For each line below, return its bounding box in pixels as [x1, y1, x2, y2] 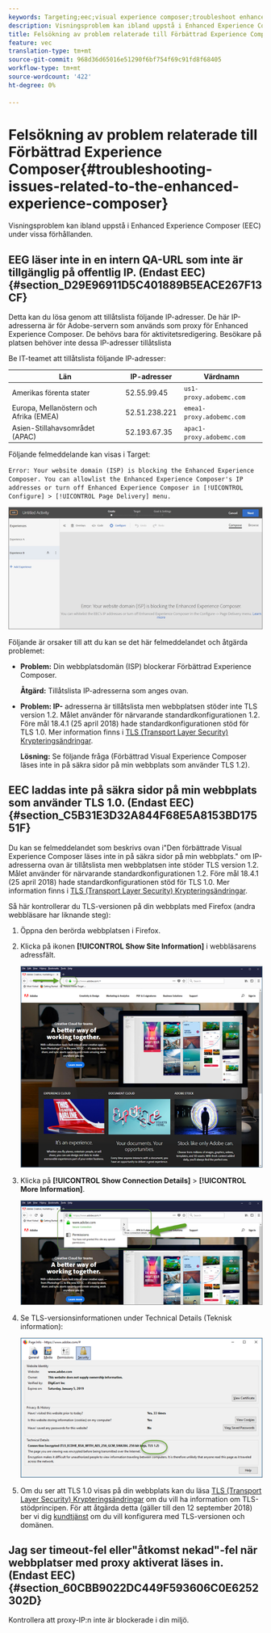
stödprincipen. [19, 1503, 69, 1513]
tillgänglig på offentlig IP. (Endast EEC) [8, 265, 206, 279]
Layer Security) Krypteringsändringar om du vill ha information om [19, 1494, 240, 1504]
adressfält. [19, 949, 56, 959]
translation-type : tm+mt [8, 47, 92, 56]
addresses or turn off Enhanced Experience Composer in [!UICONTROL [8, 484, 244, 492]
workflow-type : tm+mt [8, 65, 81, 73]
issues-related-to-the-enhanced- [8, 177, 240, 196]
